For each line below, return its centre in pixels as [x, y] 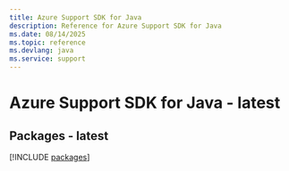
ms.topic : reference [48, 42]
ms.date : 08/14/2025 [48, 34]
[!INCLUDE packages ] [50, 157]
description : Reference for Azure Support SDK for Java [115, 26]
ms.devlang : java [42, 51]
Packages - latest [59, 136]
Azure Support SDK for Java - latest [145, 103]
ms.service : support [48, 59]
